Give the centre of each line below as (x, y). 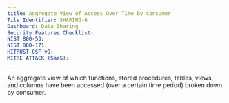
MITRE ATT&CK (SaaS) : (38, 58)
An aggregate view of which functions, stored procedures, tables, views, (110, 78)
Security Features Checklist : (51, 33)
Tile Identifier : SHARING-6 (48, 20)
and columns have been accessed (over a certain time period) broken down (115, 85)
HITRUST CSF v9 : (30, 52)
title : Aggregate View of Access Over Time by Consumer (89, 13)
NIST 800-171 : (28, 45)
